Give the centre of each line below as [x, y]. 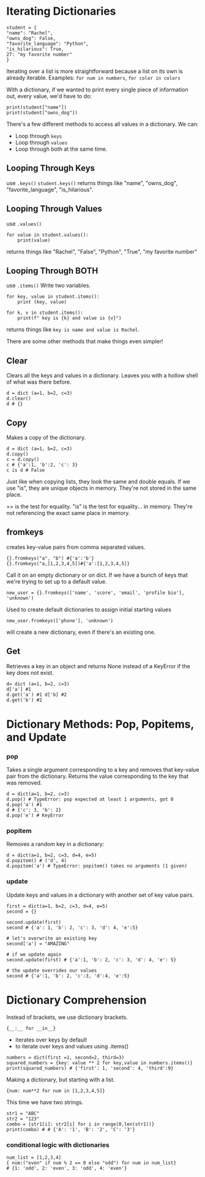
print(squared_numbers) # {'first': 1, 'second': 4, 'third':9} [90, 1068]
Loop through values [41, 142]
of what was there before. [39, 382]
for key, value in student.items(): [53, 297]
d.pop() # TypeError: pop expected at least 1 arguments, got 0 [90, 799]
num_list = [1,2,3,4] [34, 1157]
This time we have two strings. [45, 1102]
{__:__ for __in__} [31, 1028]
